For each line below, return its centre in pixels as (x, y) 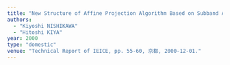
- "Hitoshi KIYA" (38, 32)
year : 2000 (23, 39)
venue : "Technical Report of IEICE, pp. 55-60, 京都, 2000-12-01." (104, 51)
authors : (20, 20)
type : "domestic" (32, 45)
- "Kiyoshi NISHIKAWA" (46, 26)
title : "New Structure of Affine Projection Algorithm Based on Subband (113, 13)
